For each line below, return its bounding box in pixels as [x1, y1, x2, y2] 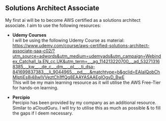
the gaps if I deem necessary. [12, 110, 73, 116]
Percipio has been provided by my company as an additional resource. [12, 99, 157, 106]
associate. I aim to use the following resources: [5, 22, 102, 28]
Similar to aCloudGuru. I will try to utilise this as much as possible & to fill [12, 105, 161, 111]
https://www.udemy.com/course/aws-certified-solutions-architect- [12, 42, 150, 49]
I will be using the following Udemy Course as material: [12, 37, 125, 43]
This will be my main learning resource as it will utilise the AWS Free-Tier [12, 79, 161, 85]
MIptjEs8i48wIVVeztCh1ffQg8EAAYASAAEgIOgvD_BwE [12, 74, 125, 80]
